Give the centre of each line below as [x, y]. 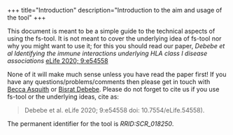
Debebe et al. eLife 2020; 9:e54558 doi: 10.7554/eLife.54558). [114, 110]
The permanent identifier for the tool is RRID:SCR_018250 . [91, 124]
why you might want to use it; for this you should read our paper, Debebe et [116, 46]
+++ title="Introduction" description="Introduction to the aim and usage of [115, 10]
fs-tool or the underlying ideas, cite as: [63, 97]
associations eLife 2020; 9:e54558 [58, 61]
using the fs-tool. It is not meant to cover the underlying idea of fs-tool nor [114, 38]
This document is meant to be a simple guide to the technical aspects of [111, 31]
